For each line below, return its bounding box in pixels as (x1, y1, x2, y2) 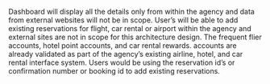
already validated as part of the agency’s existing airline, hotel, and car (8, 50, 243, 58)
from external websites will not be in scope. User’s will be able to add (8, 15, 239, 25)
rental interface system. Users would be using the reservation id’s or (8, 58, 235, 67)
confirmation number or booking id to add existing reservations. (8, 66, 220, 75)
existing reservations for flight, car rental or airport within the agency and (8, 24, 251, 33)
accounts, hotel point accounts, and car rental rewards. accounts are (8, 41, 237, 50)
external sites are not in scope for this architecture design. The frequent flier (8, 32, 262, 42)
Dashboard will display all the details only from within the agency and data (8, 7, 255, 16)
